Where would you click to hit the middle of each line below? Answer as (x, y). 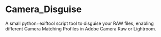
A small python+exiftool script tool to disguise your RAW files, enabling (79, 23)
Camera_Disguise (44, 9)
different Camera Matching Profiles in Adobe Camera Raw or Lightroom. (81, 28)
